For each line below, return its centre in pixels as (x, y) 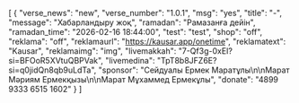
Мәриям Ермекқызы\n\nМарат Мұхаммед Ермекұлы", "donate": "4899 (144, 79)
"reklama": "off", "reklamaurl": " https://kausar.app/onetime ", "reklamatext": (147, 41)
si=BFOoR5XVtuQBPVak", (56, 60)
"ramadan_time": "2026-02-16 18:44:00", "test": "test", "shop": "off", (136, 32)
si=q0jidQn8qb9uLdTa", (53, 70)
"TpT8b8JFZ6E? (187, 60)
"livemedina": (130, 60)
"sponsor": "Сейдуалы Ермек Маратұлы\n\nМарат (194, 70)
